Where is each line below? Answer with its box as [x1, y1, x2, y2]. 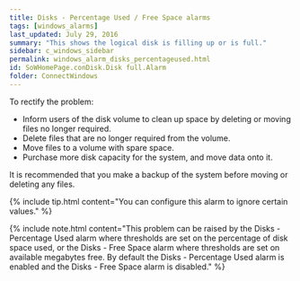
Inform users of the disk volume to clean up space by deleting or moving [22, 113, 292, 124]
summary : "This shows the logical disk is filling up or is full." [9, 38, 268, 48]
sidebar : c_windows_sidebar [9, 47, 115, 56]
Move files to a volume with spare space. [22, 142, 175, 153]
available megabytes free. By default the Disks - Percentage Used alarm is [9, 251, 285, 262]
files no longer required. [22, 123, 112, 134]
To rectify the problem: [9, 96, 94, 107]
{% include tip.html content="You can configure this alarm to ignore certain [9, 196, 288, 206]
